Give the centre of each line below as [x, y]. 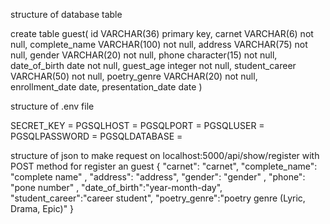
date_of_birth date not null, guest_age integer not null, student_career [153, 65]
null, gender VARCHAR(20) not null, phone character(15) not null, [144, 55]
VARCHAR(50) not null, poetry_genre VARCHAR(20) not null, [134, 76]
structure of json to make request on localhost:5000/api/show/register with [165, 155]
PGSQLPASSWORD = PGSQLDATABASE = [96, 136]
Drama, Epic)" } [42, 208]
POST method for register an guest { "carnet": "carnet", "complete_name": [164, 166]
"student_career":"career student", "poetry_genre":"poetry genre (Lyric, [158, 198]
